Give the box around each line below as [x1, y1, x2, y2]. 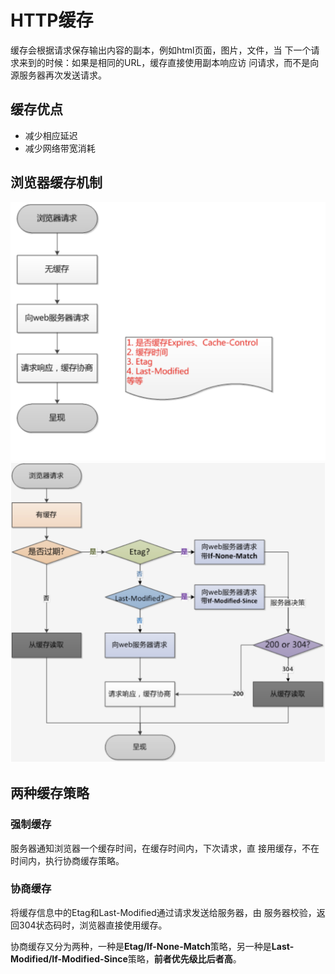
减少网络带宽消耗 [24, 142, 96, 154]
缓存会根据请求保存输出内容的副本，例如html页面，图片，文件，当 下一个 [10, 44, 312, 56]
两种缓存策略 [10, 785, 90, 802]
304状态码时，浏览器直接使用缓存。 [18, 919, 168, 931]
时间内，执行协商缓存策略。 [10, 854, 125, 866]
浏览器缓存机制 [10, 174, 103, 191]
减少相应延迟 [24, 129, 78, 141]
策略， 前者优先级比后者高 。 [127, 952, 242, 965]
